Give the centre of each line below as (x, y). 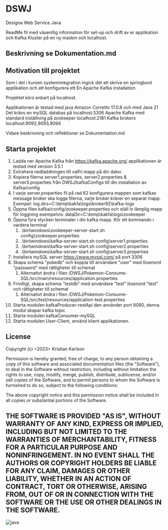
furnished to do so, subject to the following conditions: (62, 385)
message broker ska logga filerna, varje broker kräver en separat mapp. (87, 198)
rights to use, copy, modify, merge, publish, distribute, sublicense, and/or (81, 374)
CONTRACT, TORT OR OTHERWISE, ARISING (76, 487)
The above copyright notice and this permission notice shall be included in (82, 395)
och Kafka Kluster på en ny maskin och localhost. (56, 38)
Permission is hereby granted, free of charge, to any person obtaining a (79, 358)
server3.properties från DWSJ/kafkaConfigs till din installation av (80, 182)
